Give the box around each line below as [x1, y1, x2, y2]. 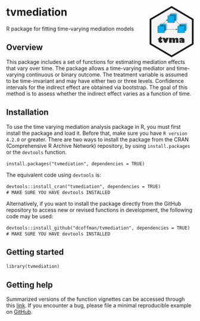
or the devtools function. [6, 149, 67, 156]
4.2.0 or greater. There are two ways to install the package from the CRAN [6, 135, 189, 143]
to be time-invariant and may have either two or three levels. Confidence [6, 77, 185, 84]
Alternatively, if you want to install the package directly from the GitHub [6, 200, 182, 207]
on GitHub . [6, 308, 33, 316]
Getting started [6, 247, 64, 257]
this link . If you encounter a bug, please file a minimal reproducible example [6, 302, 192, 309]
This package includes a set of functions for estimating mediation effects [6, 58, 186, 65]
